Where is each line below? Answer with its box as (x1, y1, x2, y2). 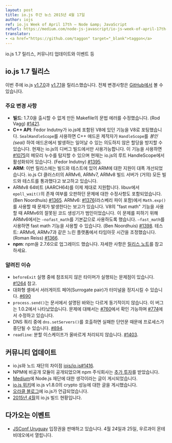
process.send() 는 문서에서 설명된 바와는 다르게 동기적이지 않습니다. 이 (12, 300, 155, 306)
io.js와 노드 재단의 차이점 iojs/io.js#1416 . (12, 363, 95, 369)
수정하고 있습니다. (18, 312, 54, 319)
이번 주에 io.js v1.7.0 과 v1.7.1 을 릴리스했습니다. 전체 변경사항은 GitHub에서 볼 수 (5, 81, 164, 88)
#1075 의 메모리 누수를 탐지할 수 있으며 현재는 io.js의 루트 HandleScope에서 (12, 152, 165, 158)
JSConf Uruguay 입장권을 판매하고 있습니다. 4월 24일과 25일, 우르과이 (12, 426, 156, 432)
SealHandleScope (19, 134, 55, 139)
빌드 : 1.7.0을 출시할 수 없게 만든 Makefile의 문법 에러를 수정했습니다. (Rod (12, 115, 160, 121)
